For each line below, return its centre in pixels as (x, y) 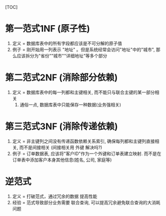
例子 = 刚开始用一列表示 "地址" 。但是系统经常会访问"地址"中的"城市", (83, 50)
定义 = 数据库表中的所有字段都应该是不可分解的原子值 (67, 43)
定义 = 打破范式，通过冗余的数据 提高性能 (55, 196)
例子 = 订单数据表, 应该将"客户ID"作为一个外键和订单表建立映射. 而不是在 (87, 154)
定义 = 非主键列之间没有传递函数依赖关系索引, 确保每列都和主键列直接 (83, 141)
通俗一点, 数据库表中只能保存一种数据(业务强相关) (70, 105)
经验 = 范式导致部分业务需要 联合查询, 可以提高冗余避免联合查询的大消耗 (86, 202)
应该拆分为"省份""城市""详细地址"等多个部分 (62, 55)
